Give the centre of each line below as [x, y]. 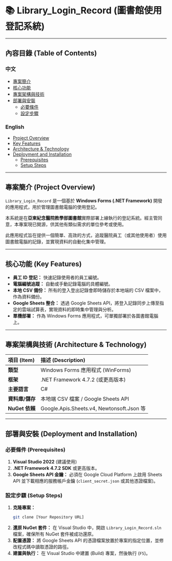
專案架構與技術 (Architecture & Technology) [76, 344]
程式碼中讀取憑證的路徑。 [44, 547]
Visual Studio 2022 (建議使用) [45, 462]
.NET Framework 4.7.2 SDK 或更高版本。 [56, 468]
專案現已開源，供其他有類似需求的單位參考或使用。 [72, 224]
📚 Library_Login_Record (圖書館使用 [84, 10]
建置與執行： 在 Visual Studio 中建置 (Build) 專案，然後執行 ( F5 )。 [82, 553]
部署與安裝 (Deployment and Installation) [71, 434]
